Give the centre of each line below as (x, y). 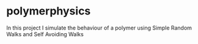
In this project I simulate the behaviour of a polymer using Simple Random (99, 28)
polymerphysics (49, 11)
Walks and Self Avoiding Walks (45, 34)
